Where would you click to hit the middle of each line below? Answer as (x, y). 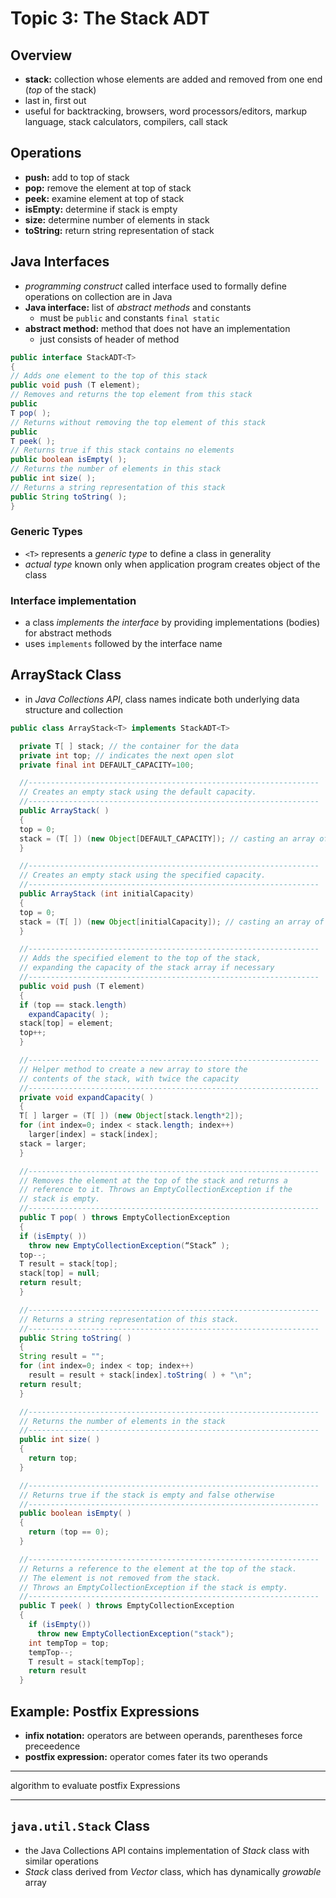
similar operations (61, 1861)
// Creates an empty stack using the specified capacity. (143, 875)
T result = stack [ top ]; (68, 1264)
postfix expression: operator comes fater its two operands (146, 1756)
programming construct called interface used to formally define (155, 286)
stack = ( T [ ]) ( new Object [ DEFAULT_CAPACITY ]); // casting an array (167, 838)
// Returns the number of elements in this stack (116, 469)
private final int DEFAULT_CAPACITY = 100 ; (107, 765)
